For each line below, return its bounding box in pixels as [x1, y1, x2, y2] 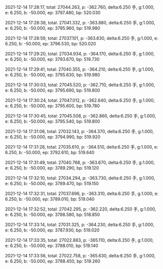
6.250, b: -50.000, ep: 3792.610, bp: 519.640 [5, 150, 95, 155]
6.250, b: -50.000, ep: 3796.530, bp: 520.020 [5, 41, 96, 46]
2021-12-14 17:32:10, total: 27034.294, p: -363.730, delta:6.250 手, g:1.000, [5, 175, 155, 181]
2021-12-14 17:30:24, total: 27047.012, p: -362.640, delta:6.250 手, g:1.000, [5, 97, 155, 103]
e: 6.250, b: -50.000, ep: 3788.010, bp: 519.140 [5, 243, 98, 249]
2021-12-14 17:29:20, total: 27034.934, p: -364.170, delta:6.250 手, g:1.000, [5, 51, 155, 57]
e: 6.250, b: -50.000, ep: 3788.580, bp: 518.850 [5, 211, 100, 217]
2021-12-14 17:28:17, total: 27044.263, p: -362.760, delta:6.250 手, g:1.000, [5, 4, 155, 10]
